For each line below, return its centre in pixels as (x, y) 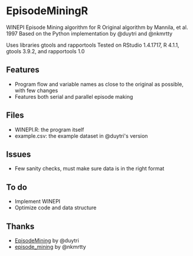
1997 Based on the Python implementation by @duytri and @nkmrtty (89, 33)
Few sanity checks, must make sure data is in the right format (89, 168)
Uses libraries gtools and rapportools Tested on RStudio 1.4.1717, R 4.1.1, (93, 45)
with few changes (36, 90)
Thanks (20, 226)
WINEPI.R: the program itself (49, 129)
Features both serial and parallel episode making (74, 96)
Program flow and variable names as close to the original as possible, (99, 84)
